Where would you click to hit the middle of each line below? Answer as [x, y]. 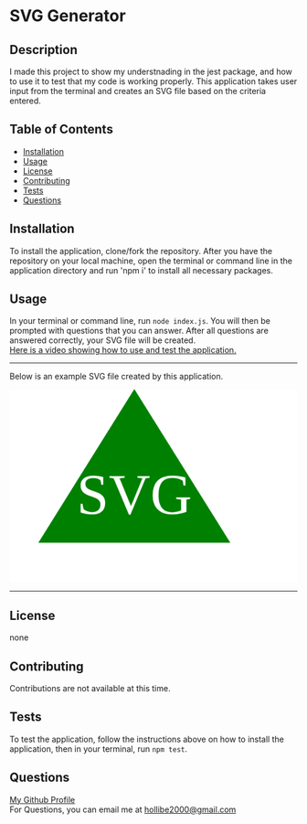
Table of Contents [62, 129]
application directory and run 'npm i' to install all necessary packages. [142, 270]
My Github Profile [42, 799]
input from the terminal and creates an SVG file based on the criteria [138, 91]
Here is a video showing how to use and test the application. [123, 350]
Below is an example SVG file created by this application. [116, 377]
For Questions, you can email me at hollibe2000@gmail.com [123, 809]
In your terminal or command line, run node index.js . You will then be [140, 321]
